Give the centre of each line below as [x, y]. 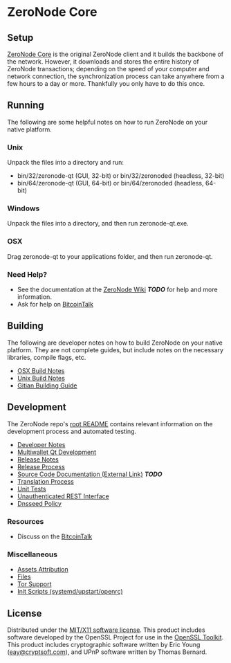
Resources [26, 521]
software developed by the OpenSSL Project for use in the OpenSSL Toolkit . [115, 637]
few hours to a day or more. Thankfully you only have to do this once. [106, 83]
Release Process [41, 466]
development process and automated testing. [72, 431]
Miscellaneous [32, 554]
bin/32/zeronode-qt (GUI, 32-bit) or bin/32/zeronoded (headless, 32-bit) [121, 176]
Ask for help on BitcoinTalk [55, 304]
